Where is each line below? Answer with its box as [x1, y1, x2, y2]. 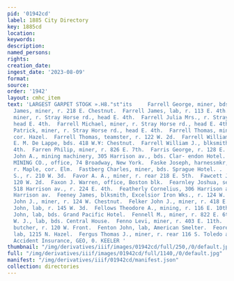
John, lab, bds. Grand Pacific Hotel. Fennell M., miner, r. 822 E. [13, 211, 219, 218]
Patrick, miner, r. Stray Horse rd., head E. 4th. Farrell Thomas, [13, 127, 217, 134]
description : [7, 43, 45, 50]
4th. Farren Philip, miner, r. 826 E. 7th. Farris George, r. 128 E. [13, 146, 226, 153]
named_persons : [7, 50, 52, 56]
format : [7, 75, 30, 82]
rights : [7, 56, 30, 63]
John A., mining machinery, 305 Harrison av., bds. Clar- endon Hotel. [13, 153, 226, 160]
